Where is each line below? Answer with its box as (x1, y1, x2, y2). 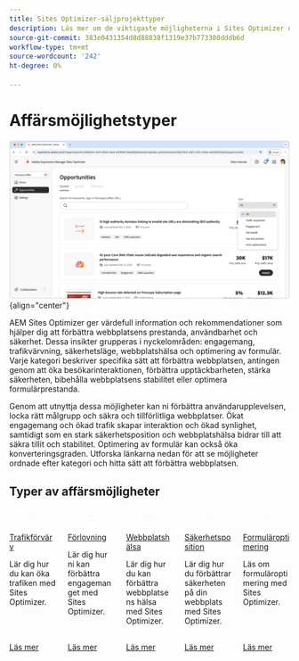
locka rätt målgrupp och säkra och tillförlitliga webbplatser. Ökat (9, 410, 244, 421)
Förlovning (68, 532, 107, 543)
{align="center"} (9, 300, 69, 311)
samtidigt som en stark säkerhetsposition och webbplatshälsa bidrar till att (9, 429, 282, 441)
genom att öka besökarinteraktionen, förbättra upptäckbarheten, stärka (9, 365, 271, 376)
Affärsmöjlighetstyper (9, 111, 178, 131)
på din (184, 587, 207, 598)
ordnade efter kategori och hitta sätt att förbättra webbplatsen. (9, 458, 239, 468)
